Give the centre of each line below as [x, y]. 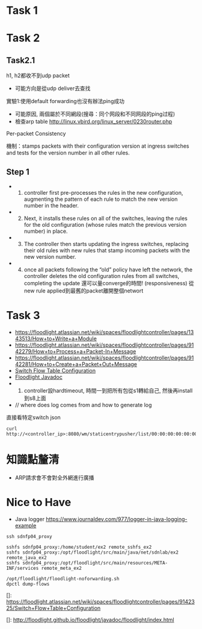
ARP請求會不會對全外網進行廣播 [54, 478]
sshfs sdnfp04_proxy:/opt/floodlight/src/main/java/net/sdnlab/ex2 [93, 552]
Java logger [30, 519]
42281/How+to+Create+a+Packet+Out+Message [76, 364]
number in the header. [51, 205]
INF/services [23, 568]
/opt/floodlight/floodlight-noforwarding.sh [63, 579]
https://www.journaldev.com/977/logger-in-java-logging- [117, 519]
